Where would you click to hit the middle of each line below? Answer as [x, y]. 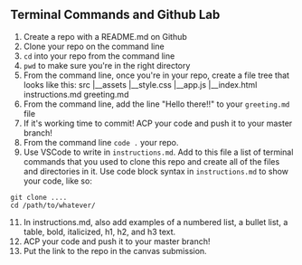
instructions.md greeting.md [76, 94]
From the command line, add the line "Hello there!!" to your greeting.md [156, 104]
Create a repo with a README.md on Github [105, 36]
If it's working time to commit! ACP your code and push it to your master [158, 123]
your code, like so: [58, 181]
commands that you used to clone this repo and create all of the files [151, 161]
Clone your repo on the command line [94, 46]
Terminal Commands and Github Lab [115, 15]
